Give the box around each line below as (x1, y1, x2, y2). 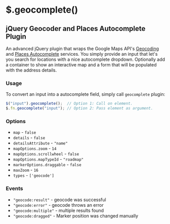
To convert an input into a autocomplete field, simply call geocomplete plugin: (6, 91, 165, 97)
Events (6, 185, 23, 192)
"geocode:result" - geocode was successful (13, 197, 106, 203)
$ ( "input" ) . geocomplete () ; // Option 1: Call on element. (6, 101, 133, 106)
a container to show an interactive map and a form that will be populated (6, 62, 157, 67)
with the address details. (6, 67, 57, 73)
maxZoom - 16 (13, 167, 38, 173)
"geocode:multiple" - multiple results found (13, 207, 104, 213)
